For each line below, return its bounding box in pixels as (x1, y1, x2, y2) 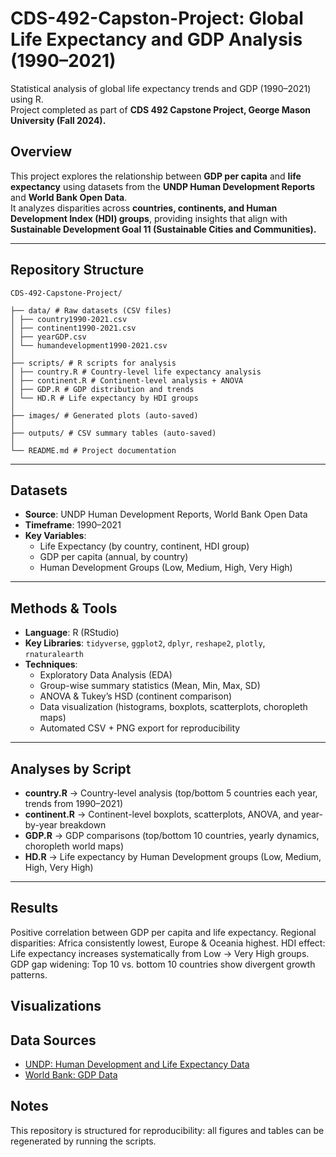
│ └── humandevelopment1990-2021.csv (10, 340, 168, 351)
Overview (10, 143, 73, 161)
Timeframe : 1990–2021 (24, 519, 122, 531)
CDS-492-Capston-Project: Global (10, 7, 304, 30)
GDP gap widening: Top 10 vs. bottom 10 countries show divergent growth (10, 958, 316, 970)
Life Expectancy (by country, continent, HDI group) (39, 540, 250, 552)
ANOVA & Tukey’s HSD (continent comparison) (39, 690, 233, 702)
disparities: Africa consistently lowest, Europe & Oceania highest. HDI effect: (10, 937, 326, 949)
